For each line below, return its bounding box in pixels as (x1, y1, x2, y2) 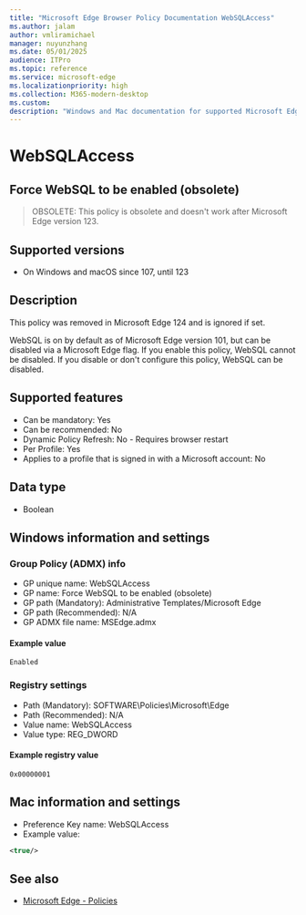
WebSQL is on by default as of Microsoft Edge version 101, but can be (9, 334, 271, 345)
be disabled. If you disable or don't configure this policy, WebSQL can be (9, 354, 284, 365)
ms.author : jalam (9, 22, 76, 31)
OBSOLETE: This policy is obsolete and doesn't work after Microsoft (31, 206, 288, 217)
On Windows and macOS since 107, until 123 (22, 266, 189, 278)
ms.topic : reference (9, 65, 88, 74)
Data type (9, 479, 66, 495)
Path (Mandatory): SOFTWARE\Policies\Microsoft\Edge (22, 699, 229, 711)
